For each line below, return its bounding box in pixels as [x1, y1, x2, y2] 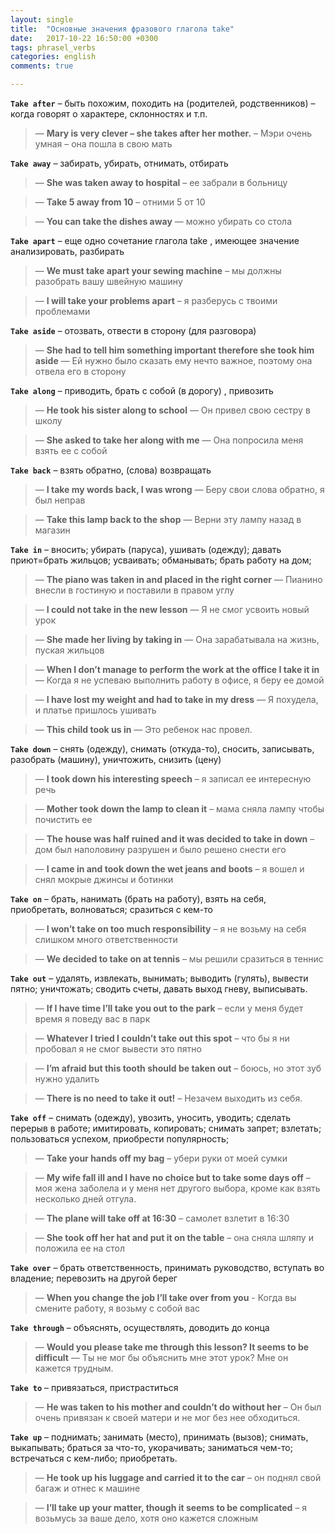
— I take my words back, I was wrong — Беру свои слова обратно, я [34, 484, 325, 495]
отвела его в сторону [34, 366, 127, 377]
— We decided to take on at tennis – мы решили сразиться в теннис [34, 953, 324, 965]
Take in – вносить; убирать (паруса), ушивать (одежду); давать [10, 544, 282, 555]
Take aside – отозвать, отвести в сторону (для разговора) [10, 325, 257, 336]
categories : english [10, 52, 97, 62]
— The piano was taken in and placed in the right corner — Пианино [34, 574, 323, 585]
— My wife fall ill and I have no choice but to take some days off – [34, 1172, 311, 1183]
